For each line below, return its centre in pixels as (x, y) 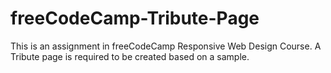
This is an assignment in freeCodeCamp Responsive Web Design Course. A (166, 46)
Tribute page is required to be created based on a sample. (130, 56)
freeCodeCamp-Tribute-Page (135, 18)
